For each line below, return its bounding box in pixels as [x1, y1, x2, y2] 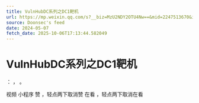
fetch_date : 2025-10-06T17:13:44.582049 [6, 31, 108, 36]
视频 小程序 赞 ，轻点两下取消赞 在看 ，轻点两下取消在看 [6, 91, 143, 98]
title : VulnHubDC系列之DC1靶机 [6, 8, 79, 15]
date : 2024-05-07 [6, 25, 49, 31]
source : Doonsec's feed [6, 19, 65, 25]
